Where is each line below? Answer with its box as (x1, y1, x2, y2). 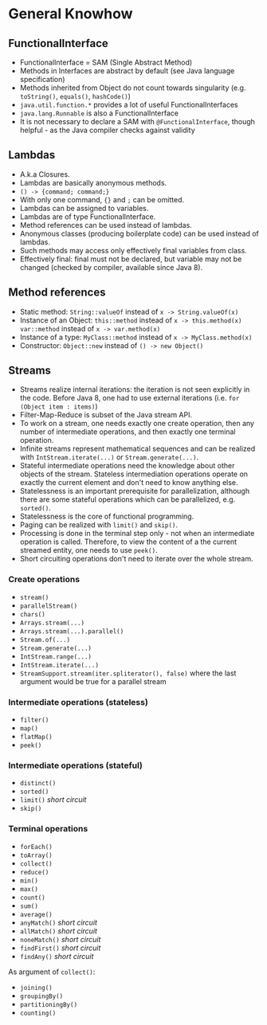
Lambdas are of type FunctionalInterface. (19, 212, 156, 221)
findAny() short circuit (19, 951, 94, 960)
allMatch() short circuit (19, 925, 98, 936)
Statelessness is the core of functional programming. (19, 511, 194, 522)
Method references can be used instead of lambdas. (19, 220, 193, 229)
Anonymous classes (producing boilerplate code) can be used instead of (19, 229, 259, 238)
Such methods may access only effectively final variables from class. (19, 245, 247, 255)
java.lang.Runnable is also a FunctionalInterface (19, 108, 179, 118)
